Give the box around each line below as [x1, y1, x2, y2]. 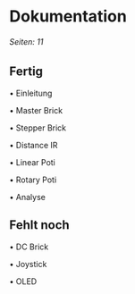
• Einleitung [9, 88, 53, 98]
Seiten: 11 [9, 36, 44, 46]
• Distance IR [9, 139, 58, 150]
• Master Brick [9, 105, 63, 115]
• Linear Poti [9, 156, 55, 167]
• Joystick [9, 258, 47, 269]
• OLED [9, 275, 38, 287]
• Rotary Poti [9, 174, 57, 185]
